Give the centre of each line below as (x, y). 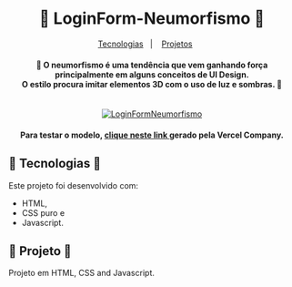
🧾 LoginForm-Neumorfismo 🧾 (152, 19)
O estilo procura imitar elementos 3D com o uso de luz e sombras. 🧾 (152, 84)
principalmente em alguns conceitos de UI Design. (152, 74)
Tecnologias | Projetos (145, 44)
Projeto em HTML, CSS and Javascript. (82, 273)
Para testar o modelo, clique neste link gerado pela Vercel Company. (152, 135)
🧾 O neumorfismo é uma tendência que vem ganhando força (152, 65)
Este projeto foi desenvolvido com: (73, 185)
